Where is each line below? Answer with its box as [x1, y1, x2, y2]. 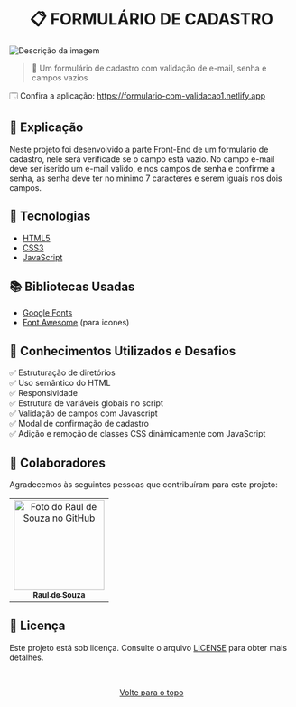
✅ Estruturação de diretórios [9, 367, 116, 378]
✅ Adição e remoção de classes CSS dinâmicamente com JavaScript [9, 429, 266, 439]
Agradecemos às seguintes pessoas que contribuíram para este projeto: [9, 479, 278, 490]
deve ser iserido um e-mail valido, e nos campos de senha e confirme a [9, 163, 276, 174]
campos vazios [31, 71, 88, 83]
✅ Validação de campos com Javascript [9, 408, 158, 419]
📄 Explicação [9, 120, 84, 136]
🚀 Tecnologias [9, 209, 91, 224]
